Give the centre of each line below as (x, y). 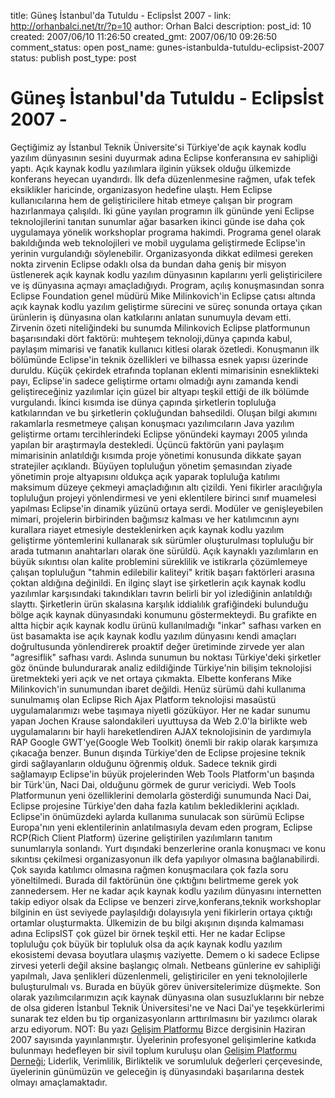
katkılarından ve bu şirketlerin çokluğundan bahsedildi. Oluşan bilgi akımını (164, 412)
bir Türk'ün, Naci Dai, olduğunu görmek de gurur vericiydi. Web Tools (153, 784)
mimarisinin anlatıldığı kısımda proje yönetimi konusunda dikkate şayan (156, 455)
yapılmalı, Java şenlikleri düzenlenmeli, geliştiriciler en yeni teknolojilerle (159, 976)
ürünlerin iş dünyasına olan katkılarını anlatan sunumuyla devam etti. (151, 317)
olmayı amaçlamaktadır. (59, 1082)
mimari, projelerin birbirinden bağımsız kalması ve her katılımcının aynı (155, 519)
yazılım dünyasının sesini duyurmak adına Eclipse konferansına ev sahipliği (164, 157)
